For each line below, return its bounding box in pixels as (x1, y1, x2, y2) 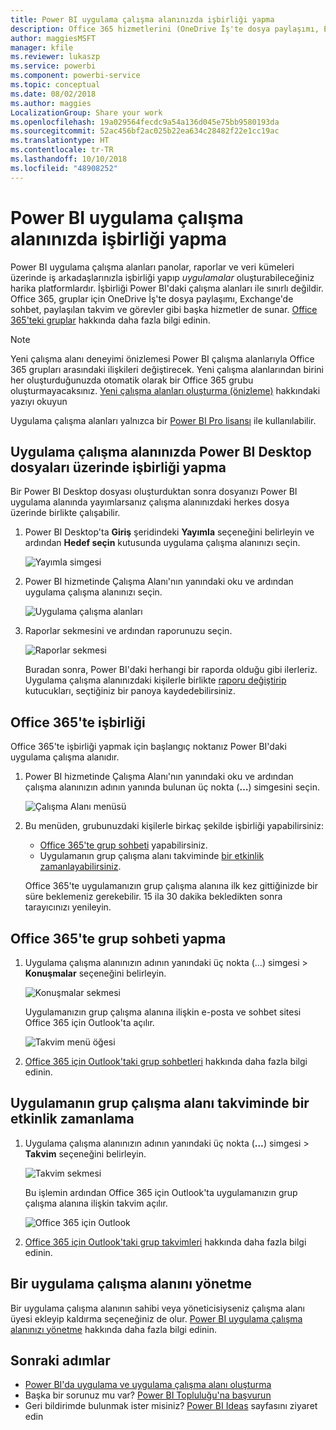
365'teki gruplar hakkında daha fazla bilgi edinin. (10, 314, 211, 326)
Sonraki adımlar (10, 1352, 111, 1370)
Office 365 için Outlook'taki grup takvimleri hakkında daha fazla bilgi (24, 1236, 307, 1248)
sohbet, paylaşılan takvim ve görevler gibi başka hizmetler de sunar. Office (10, 303, 318, 315)
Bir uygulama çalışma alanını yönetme (10, 1276, 252, 1293)
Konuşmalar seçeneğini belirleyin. (24, 967, 167, 979)
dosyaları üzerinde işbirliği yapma (10, 459, 227, 476)
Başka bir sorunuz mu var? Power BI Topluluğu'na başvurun (24, 1389, 272, 1401)
